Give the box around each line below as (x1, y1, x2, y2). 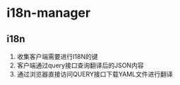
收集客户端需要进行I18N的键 (16, 53, 98, 60)
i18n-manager (6, 5, 91, 21)
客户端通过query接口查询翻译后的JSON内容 (16, 61, 144, 70)
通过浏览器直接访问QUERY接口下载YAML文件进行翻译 (16, 70, 174, 78)
